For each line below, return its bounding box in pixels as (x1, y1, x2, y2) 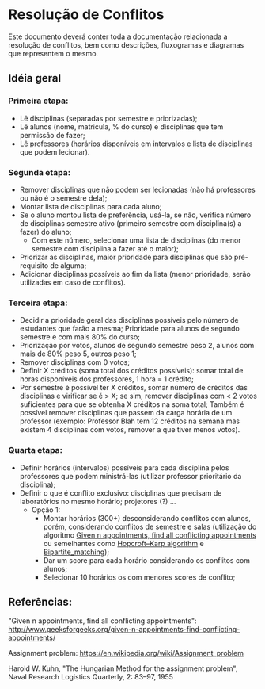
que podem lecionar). (19, 147, 90, 156)
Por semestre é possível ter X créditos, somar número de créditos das (19, 383, 248, 392)
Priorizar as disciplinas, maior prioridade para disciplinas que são (19, 252, 233, 262)
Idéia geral (8, 71, 62, 85)
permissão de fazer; (19, 130, 85, 140)
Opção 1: (31, 505, 61, 515)
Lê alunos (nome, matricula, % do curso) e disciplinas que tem (19, 121, 224, 132)
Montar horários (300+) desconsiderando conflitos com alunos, (43, 513, 252, 522)
